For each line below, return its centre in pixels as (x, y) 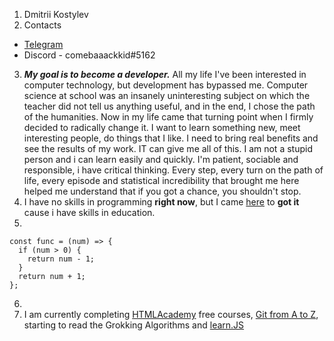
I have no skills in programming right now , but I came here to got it (161, 202)
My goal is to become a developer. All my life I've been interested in (165, 74)
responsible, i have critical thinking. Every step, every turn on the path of (173, 170)
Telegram (43, 44)
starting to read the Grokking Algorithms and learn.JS (134, 325)
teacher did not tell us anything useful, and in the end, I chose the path (169, 106)
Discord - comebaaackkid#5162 (89, 55)
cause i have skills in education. (89, 212)
